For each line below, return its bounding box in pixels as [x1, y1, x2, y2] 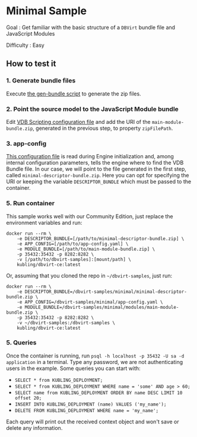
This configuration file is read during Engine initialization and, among [6, 153, 174, 160]
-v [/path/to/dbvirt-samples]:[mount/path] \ [17, 256, 132, 262]
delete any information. [6, 424, 63, 431]
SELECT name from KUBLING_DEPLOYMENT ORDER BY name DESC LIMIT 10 [14, 390, 183, 395]
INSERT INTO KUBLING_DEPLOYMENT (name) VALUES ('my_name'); [14, 401, 167, 407]
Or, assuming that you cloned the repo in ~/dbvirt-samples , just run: [6, 272, 173, 279]
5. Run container [6, 199, 55, 208]
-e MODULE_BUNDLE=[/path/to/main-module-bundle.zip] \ [17, 246, 155, 252]
